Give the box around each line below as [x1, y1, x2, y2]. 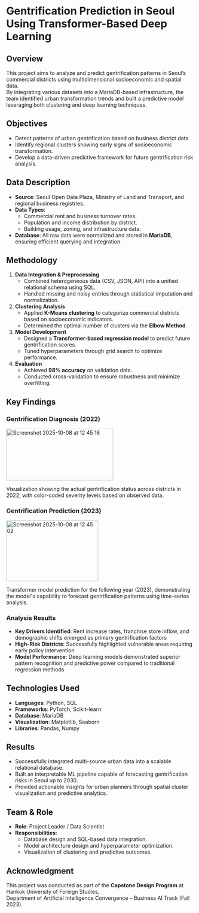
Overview [6, 53, 44, 64]
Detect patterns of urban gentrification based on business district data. [14, 134, 190, 141]
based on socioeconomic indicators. [23, 316, 114, 323]
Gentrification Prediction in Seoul [6, 4, 175, 18]
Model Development [14, 329, 67, 336]
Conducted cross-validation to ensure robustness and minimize [23, 373, 180, 380]
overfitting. [23, 379, 51, 387]
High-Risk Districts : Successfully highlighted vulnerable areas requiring [14, 640, 193, 647]
